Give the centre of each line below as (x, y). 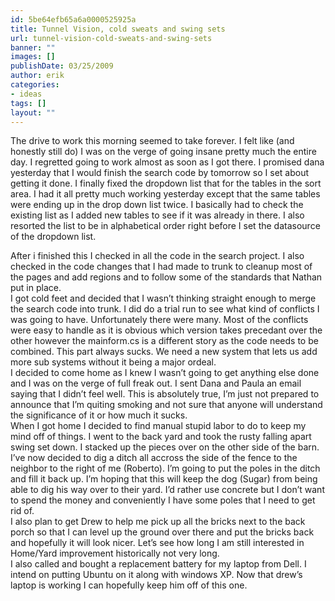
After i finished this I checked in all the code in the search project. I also (157, 256)
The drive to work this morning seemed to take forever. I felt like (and (152, 141)
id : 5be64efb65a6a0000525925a (73, 19)
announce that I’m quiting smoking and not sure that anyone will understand (166, 405)
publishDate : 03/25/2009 (62, 66)
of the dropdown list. (53, 237)
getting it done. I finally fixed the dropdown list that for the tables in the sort (166, 183)
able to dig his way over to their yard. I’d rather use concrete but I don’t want (167, 490)
